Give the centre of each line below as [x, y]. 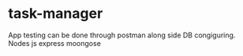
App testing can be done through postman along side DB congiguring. [122, 35]
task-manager [56, 14]
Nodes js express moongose [54, 43]
